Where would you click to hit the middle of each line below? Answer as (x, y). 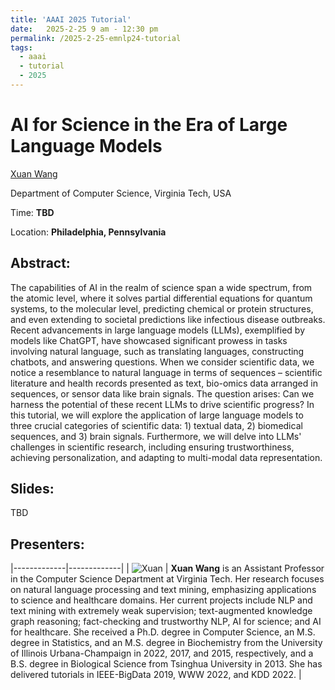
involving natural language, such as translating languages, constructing (157, 351)
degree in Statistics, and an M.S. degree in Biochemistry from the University (166, 643)
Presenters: (47, 544)
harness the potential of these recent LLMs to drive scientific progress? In (162, 404)
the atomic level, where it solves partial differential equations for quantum (161, 298)
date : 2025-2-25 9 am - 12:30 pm (84, 29)
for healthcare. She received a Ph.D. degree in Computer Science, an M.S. (163, 632)
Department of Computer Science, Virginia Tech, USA (121, 193)
